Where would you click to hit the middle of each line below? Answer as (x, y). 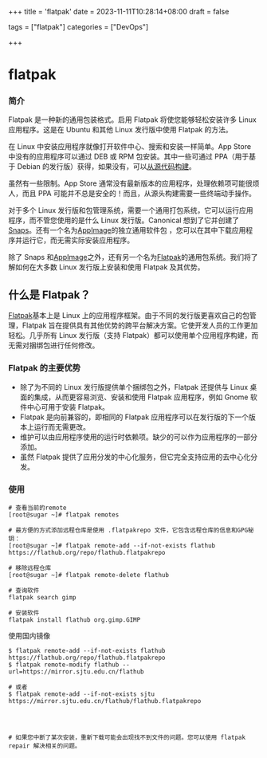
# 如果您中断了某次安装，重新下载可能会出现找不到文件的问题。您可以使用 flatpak (127, 737)
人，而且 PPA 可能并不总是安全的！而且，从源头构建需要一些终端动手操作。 (132, 194)
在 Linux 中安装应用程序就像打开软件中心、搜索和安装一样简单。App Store (130, 147)
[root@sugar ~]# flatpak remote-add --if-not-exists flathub (112, 545)
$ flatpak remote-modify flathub (64, 665)
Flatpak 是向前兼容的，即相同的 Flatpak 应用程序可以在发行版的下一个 (134, 417)
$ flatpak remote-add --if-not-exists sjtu (82, 694)
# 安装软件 (24, 613)
